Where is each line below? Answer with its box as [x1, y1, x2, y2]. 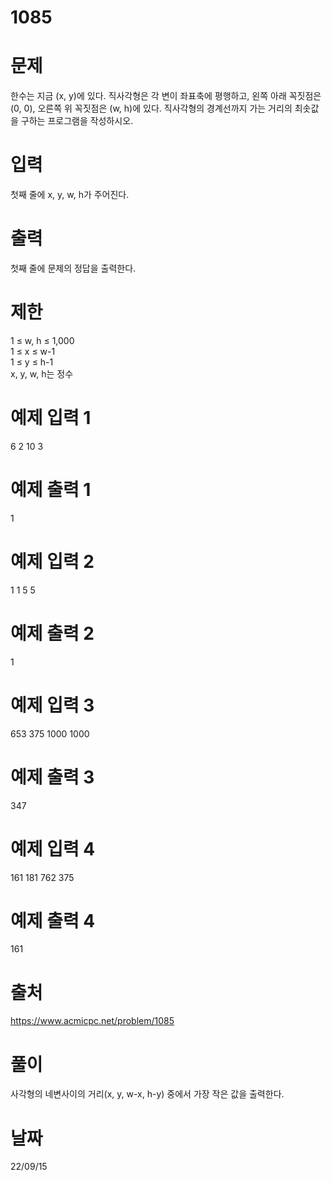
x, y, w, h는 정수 [10, 367, 74, 380]
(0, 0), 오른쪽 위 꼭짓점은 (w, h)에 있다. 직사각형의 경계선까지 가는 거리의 [10, 102, 293, 115]
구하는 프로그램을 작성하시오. [20, 115, 134, 127]
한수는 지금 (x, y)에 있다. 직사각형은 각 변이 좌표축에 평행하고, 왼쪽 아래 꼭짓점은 [10, 90, 322, 102]
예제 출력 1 [10, 479, 92, 501]
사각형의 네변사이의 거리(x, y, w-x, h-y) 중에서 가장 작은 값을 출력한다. [10, 1088, 285, 1100]
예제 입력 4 [10, 837, 96, 860]
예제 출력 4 [10, 909, 96, 932]
